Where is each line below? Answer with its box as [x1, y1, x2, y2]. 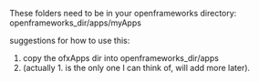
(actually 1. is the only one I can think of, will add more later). [22, 63, 251, 73]
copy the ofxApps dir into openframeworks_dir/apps [22, 53, 219, 63]
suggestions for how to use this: [9, 36, 130, 46]
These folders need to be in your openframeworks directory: [9, 8, 237, 18]
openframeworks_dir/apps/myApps [9, 17, 141, 28]
